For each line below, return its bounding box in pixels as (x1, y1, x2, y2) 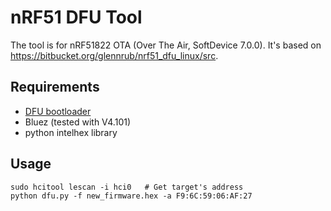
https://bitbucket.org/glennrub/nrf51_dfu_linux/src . (10, 49, 219, 61)
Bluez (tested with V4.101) (24, 116, 132, 128)
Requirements (10, 79, 100, 96)
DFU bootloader (24, 105, 92, 117)
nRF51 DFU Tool (10, 6, 143, 29)
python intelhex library (24, 126, 118, 138)
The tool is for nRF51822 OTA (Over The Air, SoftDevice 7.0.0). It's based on (10, 39, 322, 51)
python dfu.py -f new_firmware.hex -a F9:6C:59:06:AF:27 (10, 191, 253, 201)
